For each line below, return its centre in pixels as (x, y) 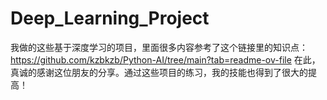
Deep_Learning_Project (110, 18)
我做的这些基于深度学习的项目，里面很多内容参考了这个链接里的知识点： (159, 47)
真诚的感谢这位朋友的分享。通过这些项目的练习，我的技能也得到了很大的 (159, 72)
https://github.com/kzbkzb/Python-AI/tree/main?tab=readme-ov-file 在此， (165, 59)
